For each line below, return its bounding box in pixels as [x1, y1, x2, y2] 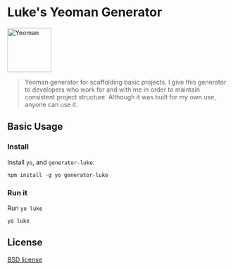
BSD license [7, 255, 42, 264]
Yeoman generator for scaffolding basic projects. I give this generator [24, 78, 227, 86]
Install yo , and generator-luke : [7, 158, 95, 166]
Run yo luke [7, 204, 43, 212]
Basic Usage [7, 121, 63, 133]
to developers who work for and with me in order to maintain [24, 85, 201, 94]
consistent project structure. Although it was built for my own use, [24, 92, 217, 101]
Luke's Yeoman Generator [7, 4, 163, 20]
